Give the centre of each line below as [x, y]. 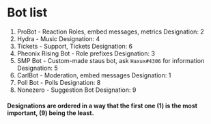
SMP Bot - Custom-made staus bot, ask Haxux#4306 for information [111, 60]
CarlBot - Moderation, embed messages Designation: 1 [94, 75]
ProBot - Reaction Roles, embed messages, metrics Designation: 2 [111, 32]
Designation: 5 [37, 68]
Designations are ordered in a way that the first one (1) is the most [102, 106]
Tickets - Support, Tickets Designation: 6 [75, 46]
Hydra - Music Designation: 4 [58, 38]
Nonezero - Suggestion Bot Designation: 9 [76, 90]
